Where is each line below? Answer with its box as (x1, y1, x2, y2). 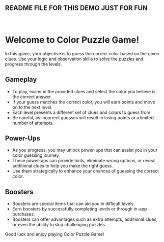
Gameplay (5, 75, 37, 84)
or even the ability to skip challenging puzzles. (12, 222, 107, 228)
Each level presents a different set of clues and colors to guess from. (12, 109, 152, 115)
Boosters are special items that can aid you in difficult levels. (12, 201, 135, 207)
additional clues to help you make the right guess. (12, 163, 113, 169)
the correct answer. (12, 94, 52, 100)
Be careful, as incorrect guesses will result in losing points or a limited (12, 114, 154, 120)
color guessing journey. (12, 152, 60, 158)
